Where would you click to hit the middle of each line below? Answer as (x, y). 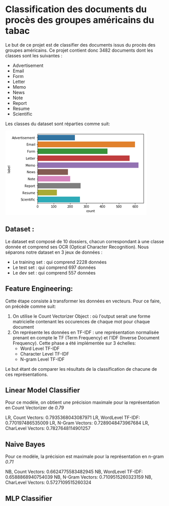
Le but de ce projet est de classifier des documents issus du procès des (80, 45)
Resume (21, 108)
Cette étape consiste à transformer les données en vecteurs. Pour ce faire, (83, 301)
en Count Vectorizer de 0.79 (35, 408)
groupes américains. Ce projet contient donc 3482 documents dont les (79, 50)
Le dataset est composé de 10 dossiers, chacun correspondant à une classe (85, 241)
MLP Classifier (29, 498)
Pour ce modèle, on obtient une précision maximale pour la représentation (82, 402)
